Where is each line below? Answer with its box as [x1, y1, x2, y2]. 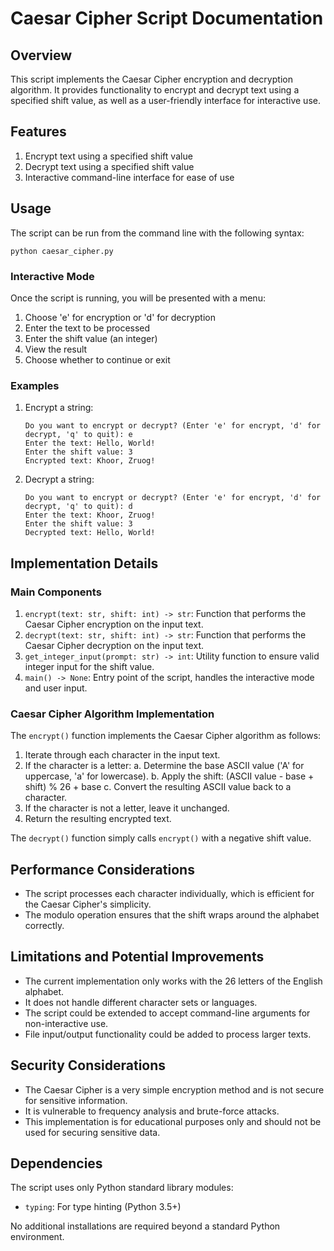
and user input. [24, 682, 88, 694]
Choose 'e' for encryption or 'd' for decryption [24, 311, 216, 323]
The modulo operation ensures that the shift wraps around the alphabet [24, 909, 320, 921]
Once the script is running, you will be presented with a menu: [10, 292, 266, 304]
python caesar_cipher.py [10, 246, 114, 256]
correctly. [24, 920, 65, 932]
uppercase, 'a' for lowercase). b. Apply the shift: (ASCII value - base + [24, 770, 315, 782]
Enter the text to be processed [24, 322, 151, 334]
